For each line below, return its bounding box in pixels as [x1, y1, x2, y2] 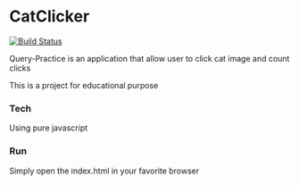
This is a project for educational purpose [9, 80, 159, 90]
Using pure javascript [9, 122, 88, 133]
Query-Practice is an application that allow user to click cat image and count [9, 53, 290, 63]
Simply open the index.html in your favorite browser [9, 165, 200, 176]
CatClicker [9, 6, 90, 27]
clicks [9, 63, 31, 73]
